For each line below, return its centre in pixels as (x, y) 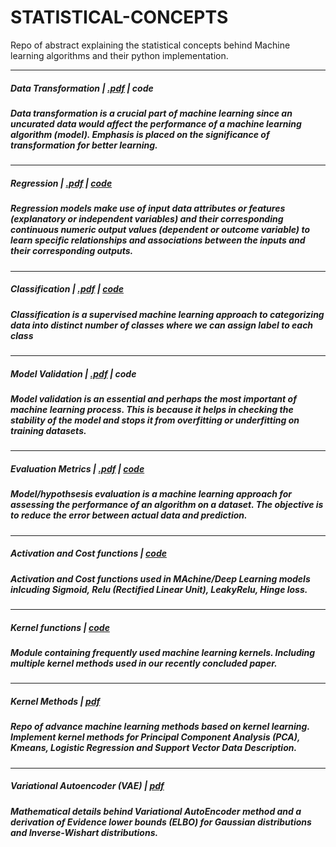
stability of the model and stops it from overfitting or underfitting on (155, 420)
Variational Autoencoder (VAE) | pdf (87, 786)
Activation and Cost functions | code (88, 553)
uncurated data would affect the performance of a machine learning (156, 123)
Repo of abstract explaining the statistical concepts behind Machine (150, 45)
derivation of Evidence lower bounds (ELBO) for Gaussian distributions (161, 822)
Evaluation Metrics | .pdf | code (77, 468)
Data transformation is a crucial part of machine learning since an (151, 113)
